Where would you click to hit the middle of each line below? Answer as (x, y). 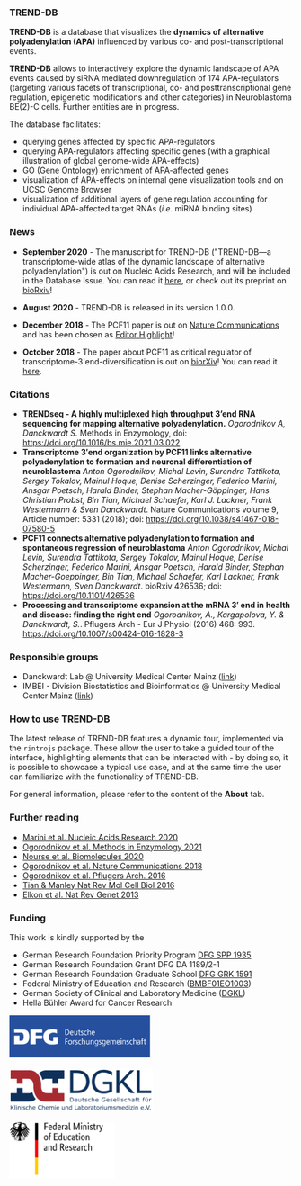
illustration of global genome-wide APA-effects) (111, 161)
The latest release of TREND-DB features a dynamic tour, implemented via (147, 739)
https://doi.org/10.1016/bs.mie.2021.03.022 (101, 442)
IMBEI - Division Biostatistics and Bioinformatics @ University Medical (151, 687)
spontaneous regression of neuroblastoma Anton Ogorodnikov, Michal (155, 547)
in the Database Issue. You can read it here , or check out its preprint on (154, 280)
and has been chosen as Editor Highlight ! (98, 334)
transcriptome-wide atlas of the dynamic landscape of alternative (143, 261)
